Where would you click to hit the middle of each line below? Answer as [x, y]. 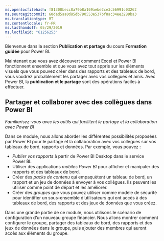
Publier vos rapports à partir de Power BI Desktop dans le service [78, 156]
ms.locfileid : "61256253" [31, 32]
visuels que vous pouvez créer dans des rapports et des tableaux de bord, [80, 71]
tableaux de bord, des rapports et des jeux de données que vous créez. [84, 203]
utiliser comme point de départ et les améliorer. [60, 187]
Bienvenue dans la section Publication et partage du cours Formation [76, 46]
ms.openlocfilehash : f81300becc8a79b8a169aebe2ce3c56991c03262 [71, 10]
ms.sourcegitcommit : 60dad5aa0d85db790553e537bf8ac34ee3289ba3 [71, 14]
